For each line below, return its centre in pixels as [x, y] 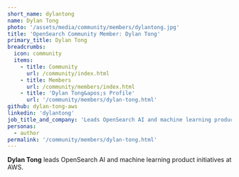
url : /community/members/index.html [80, 87]
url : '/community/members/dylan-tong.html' [92, 100]
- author [27, 133]
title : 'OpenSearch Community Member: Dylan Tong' [84, 34]
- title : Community [49, 67]
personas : [22, 126]
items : [23, 60]
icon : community [38, 54]
